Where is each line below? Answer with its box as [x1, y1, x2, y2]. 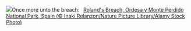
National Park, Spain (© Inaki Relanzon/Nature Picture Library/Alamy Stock [6, 12, 185, 19]
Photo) [6, 19, 22, 26]
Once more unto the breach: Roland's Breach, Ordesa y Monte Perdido [12, 6, 184, 13]
